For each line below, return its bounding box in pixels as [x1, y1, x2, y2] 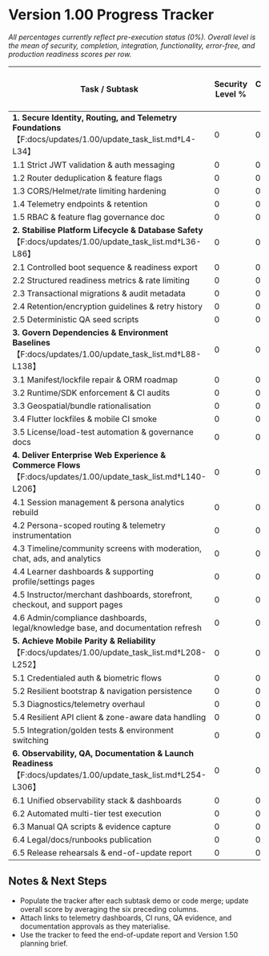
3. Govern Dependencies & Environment [12, 327, 169, 338]
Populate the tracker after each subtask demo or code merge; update [19, 896, 249, 905]
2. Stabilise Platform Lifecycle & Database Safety [12, 224, 203, 235]
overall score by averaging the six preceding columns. [19, 904, 199, 913]
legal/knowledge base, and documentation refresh [12, 622, 203, 633]
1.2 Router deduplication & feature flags [12, 172, 163, 183]
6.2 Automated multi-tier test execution [12, 807, 162, 819]
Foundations [12, 122, 62, 133]
